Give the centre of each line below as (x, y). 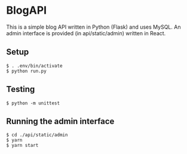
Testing (21, 89)
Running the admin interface (60, 121)
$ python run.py (26, 71)
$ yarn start (22, 146)
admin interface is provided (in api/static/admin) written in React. (86, 33)
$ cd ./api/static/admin (37, 135)
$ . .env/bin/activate (34, 66)
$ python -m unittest (33, 103)
